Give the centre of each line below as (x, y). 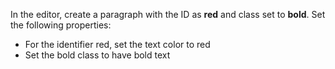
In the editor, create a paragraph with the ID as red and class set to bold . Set (168, 14)
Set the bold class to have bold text (97, 55)
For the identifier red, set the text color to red (117, 44)
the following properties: (61, 25)
